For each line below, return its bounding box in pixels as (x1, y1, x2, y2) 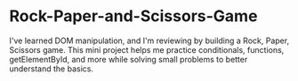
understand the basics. (9, 63, 93, 74)
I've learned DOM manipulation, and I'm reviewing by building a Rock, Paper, (9, 35, 290, 46)
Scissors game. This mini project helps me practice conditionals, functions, (9, 44, 285, 55)
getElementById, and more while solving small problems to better (9, 54, 248, 64)
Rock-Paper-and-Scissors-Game (9, 6, 258, 26)
